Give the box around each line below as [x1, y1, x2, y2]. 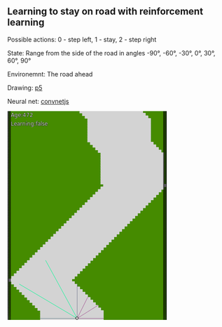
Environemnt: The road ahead [7, 69, 93, 78]
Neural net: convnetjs [7, 97, 69, 105]
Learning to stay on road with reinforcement [7, 6, 204, 18]
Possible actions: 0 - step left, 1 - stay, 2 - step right [7, 35, 157, 44]
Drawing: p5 [7, 84, 43, 92]
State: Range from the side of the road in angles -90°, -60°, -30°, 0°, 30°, [7, 48, 216, 57]
